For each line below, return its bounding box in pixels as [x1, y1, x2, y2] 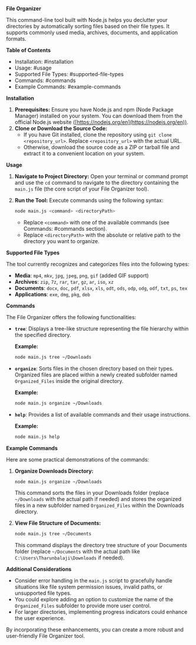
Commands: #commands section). [23, 225, 107, 232]
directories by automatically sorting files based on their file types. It [6, 23, 170, 30]
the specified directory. [14, 331, 72, 338]
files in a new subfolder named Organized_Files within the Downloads [14, 502, 184, 509]
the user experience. [14, 615, 65, 622]
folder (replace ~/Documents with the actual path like [14, 548, 140, 555]
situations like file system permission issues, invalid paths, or [14, 584, 163, 591]
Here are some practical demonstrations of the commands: [6, 456, 150, 463]
